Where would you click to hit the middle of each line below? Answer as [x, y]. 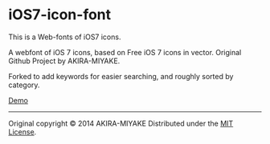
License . [22, 132]
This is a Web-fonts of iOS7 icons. [65, 37]
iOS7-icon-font [60, 15]
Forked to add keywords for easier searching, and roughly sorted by [121, 76]
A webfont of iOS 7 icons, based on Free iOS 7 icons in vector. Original [125, 52]
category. [24, 85]
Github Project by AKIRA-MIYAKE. [64, 61]
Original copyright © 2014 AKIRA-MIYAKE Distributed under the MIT [121, 123]
